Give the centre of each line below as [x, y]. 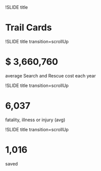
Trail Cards [29, 28]
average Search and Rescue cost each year [50, 75]
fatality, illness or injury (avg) [35, 120]
